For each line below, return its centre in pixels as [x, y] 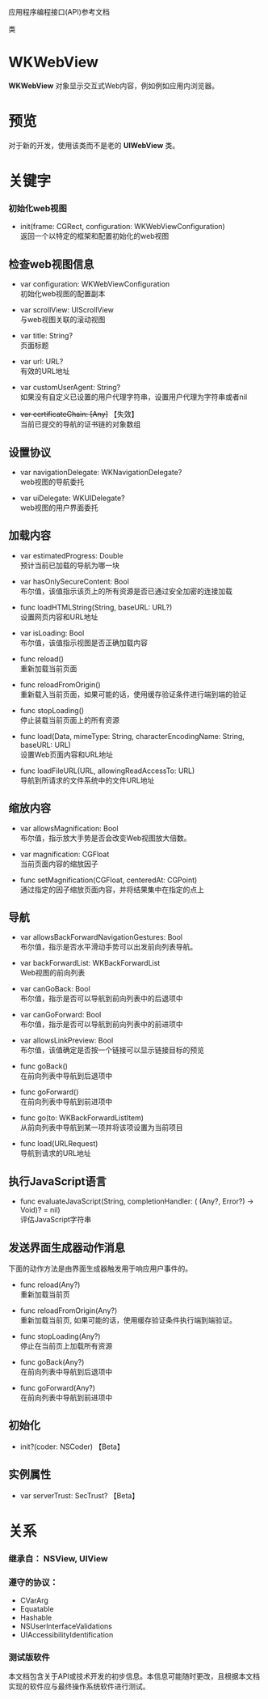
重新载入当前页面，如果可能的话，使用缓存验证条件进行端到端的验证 [133, 694]
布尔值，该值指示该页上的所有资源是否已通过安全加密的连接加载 [126, 591]
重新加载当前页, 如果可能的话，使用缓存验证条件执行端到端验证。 [128, 1320]
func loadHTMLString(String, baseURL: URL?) [96, 607]
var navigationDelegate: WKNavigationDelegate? [101, 472]
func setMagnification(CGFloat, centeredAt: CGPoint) [109, 880]
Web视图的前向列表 [52, 973]
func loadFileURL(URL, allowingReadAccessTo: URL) [107, 771]
